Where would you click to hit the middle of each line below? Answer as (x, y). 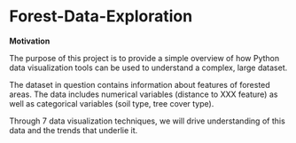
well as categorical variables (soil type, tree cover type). (112, 103)
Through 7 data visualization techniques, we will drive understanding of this (147, 121)
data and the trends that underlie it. (74, 130)
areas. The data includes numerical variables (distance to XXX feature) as (144, 94)
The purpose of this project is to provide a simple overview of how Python (144, 58)
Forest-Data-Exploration (101, 16)
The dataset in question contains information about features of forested (140, 84)
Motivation (30, 41)
